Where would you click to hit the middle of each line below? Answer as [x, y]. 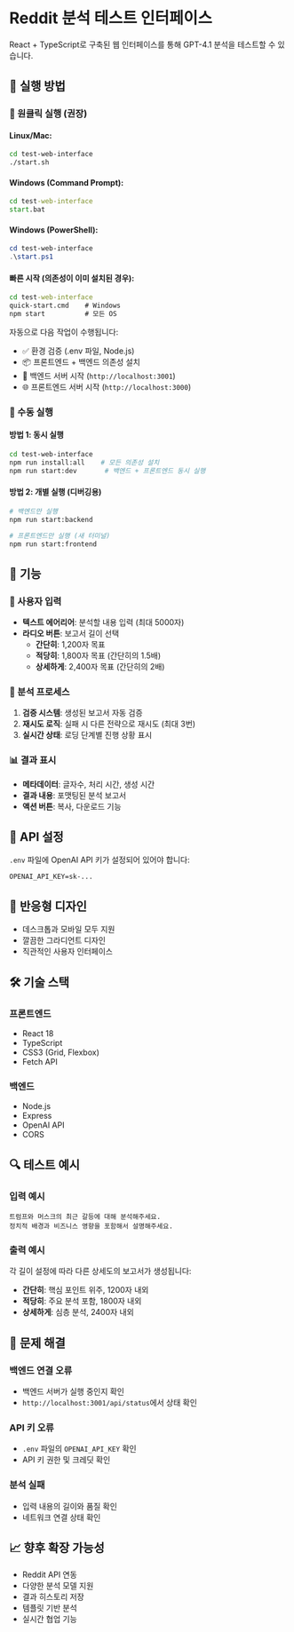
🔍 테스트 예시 [44, 1165]
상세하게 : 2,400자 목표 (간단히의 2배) [100, 667]
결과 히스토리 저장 [53, 1597]
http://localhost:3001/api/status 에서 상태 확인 [110, 1402]
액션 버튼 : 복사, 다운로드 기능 [72, 806]
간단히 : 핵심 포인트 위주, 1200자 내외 [85, 1290]
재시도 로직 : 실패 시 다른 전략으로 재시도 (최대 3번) [109, 724]
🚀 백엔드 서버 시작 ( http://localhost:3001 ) [99, 376]
